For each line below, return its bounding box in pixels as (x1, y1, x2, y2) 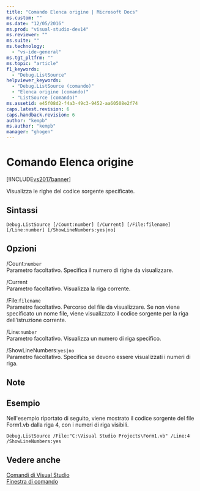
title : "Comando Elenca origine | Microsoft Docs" (6, 9, 138, 15)
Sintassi (6, 205, 38, 215)
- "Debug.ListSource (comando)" (12, 83, 95, 90)
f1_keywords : (6, 66, 40, 72)
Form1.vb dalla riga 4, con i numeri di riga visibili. (6, 421, 129, 428)
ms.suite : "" (6, 37, 40, 44)
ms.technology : (6, 44, 45, 50)
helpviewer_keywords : (6, 77, 62, 83)
